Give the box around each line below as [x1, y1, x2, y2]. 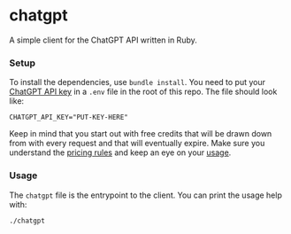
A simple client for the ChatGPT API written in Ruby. [9, 35, 197, 45]
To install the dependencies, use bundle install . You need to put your [9, 77, 265, 88]
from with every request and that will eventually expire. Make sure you [9, 138, 265, 149]
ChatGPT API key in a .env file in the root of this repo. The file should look [9, 86, 278, 97]
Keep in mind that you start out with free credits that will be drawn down [9, 129, 272, 139]
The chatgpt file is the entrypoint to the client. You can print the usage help [9, 190, 283, 200]
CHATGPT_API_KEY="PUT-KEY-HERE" [9, 113, 128, 122]
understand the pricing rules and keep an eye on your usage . [9, 147, 232, 158]
